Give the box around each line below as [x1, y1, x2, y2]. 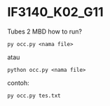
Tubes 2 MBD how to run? [7, 27, 83, 36]
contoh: [7, 78, 29, 87]
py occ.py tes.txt [7, 92, 61, 99]
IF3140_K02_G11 [7, 4, 104, 20]
